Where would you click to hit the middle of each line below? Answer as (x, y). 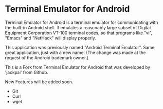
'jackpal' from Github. (27, 72)
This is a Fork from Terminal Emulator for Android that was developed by (78, 67)
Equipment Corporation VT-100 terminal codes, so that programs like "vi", (79, 33)
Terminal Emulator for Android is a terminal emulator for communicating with (81, 22)
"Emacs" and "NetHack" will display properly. (51, 38)
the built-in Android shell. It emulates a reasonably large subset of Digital (78, 27)
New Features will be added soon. (39, 82)
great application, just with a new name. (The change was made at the (75, 53)
